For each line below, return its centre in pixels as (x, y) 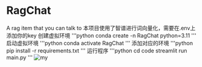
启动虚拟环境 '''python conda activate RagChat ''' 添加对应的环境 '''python (100, 43)
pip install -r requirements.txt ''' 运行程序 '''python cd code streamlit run (97, 50)
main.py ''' (20, 57)
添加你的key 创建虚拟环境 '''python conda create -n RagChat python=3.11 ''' (101, 35)
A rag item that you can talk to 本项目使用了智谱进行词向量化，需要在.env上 (101, 28)
